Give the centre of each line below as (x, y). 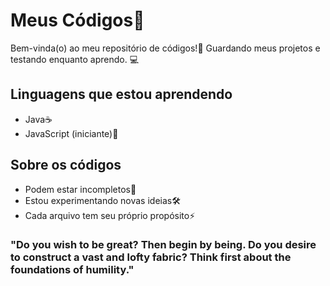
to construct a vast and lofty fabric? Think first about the (151, 257)
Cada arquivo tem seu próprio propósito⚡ (110, 215)
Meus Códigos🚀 (77, 20)
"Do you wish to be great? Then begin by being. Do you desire (163, 245)
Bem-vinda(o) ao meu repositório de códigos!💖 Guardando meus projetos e (165, 48)
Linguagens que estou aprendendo (121, 94)
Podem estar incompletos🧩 (80, 189)
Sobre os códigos (66, 165)
